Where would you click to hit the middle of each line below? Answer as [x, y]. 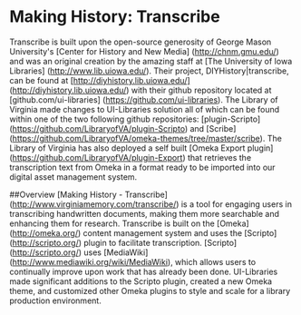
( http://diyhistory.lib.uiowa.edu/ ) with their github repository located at [141, 90]
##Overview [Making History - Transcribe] [88, 194]
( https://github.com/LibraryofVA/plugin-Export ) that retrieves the [131, 157]
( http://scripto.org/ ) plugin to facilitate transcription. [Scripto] [123, 242]
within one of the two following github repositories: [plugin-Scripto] [135, 119]
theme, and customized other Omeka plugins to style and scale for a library [150, 290]
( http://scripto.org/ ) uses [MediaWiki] [79, 252]
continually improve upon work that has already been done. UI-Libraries [144, 271]
